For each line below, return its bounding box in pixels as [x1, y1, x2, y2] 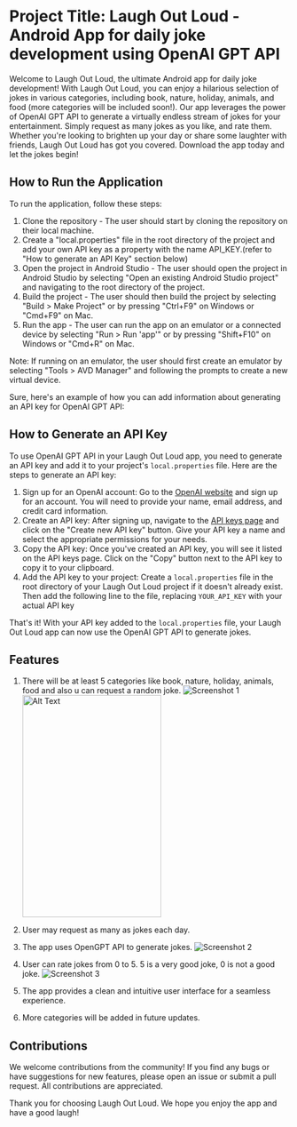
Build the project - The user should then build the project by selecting [21, 291, 277, 301]
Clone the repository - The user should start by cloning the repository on [21, 215, 288, 226]
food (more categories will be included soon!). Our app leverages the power [9, 101, 286, 112]
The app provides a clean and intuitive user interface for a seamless [21, 986, 271, 996]
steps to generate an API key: [9, 469, 117, 480]
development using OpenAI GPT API [9, 44, 281, 64]
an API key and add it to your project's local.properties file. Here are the [9, 460, 277, 470]
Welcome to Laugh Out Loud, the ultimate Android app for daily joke [9, 73, 257, 84]
